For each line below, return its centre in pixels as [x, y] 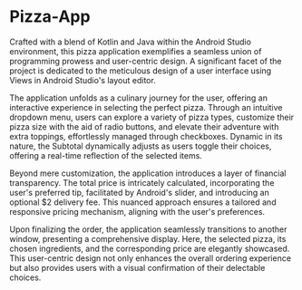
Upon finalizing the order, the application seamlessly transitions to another [148, 229]
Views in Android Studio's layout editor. [83, 80]
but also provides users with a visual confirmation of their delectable [137, 267]
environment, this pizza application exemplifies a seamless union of [136, 51]
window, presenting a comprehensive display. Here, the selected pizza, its [148, 238]
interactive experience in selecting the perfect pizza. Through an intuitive [146, 107]
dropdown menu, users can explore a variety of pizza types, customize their [152, 117]
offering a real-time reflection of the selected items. [106, 155]
